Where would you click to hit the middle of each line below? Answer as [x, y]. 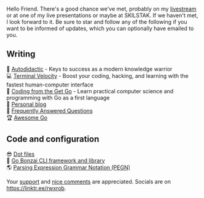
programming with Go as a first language [58, 97]
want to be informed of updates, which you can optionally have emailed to [100, 28]
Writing [21, 54]
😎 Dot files [21, 154]
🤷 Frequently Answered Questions [50, 110]
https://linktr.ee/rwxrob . [36, 188]
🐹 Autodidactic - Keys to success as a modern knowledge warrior [89, 69]
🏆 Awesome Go [27, 117]
